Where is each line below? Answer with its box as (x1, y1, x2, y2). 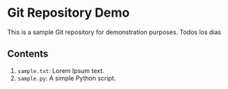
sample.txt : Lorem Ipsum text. (17, 66, 105, 74)
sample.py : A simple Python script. (17, 74, 116, 82)
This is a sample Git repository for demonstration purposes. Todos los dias (7, 28, 222, 36)
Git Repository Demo (7, 5, 130, 21)
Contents (7, 48, 49, 60)
